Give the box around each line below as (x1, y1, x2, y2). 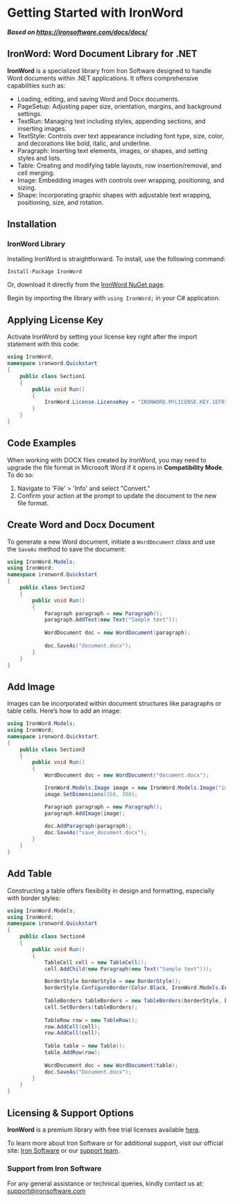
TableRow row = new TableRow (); (44, 1016, 138, 1023)
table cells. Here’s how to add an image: (7, 707, 121, 715)
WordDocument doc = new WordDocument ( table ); (44, 1062, 178, 1069)
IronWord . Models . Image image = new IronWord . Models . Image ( (44, 784, 218, 792)
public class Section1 (19, 373, 85, 380)
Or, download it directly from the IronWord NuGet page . (7, 280, 165, 289)
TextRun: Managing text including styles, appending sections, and (17, 117, 206, 125)
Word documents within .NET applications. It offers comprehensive (7, 74, 199, 82)
